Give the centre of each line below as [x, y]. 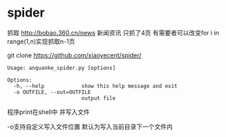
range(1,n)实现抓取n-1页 [41, 41]
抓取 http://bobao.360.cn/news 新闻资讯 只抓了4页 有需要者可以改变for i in [113, 33]
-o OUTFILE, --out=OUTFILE [52, 92]
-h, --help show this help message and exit [95, 86]
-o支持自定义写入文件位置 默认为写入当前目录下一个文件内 [90, 127]
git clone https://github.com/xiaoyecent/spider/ [74, 55]
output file [98, 98]
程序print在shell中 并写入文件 [48, 111]
